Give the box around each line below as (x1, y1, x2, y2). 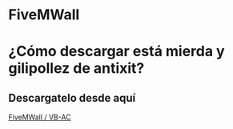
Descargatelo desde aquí (8, 91, 136, 105)
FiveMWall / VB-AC (8, 112, 71, 122)
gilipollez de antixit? (8, 59, 145, 78)
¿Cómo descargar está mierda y (8, 42, 226, 61)
